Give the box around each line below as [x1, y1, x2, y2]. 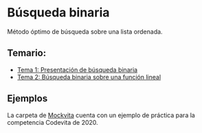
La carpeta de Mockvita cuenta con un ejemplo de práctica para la [7, 111, 196, 119]
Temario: [7, 47, 47, 59]
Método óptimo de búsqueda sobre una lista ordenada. [7, 27, 163, 36]
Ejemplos [7, 93, 48, 104]
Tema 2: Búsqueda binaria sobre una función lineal [16, 73, 161, 81]
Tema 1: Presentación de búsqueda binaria [16, 65, 138, 73]
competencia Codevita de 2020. [7, 118, 98, 126]
